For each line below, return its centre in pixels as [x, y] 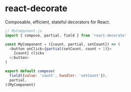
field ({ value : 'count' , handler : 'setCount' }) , [58, 75]
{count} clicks [29, 53]
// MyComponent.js [24, 31]
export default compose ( [30, 71]
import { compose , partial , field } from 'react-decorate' [66, 35]
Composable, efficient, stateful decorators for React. [57, 22]
